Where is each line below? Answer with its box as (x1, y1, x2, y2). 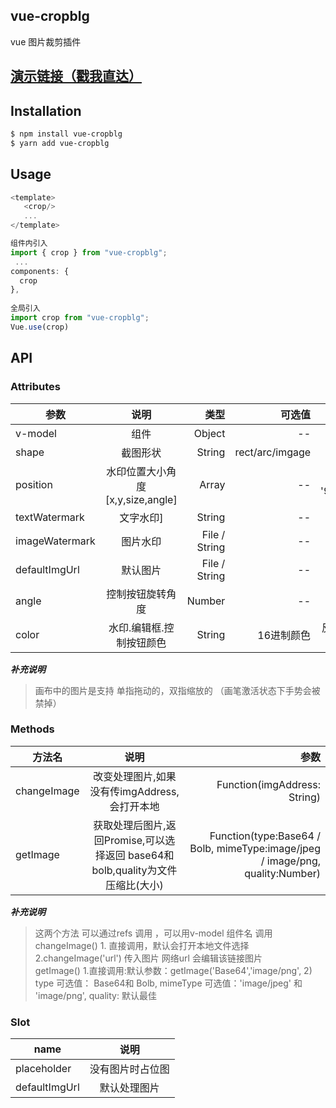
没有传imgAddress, (89, 784, 180, 798)
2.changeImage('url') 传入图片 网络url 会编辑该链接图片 (34, 952, 263, 964)
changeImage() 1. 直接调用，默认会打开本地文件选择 (34, 939, 250, 951)
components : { (10, 266, 70, 276)
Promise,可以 (103, 833, 166, 847)
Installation (10, 102, 82, 119)
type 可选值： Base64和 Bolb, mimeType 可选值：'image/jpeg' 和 (34, 977, 303, 989)
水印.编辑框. (108, 620, 165, 634)
